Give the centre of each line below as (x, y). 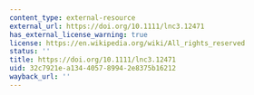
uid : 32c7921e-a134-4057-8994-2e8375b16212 (93, 69)
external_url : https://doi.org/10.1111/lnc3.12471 (107, 26)
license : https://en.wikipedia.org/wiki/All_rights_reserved (127, 43)
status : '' (30, 52)
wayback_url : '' (40, 77)
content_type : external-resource (73, 18)
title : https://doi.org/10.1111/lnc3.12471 (93, 60)
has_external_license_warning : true (78, 34)
